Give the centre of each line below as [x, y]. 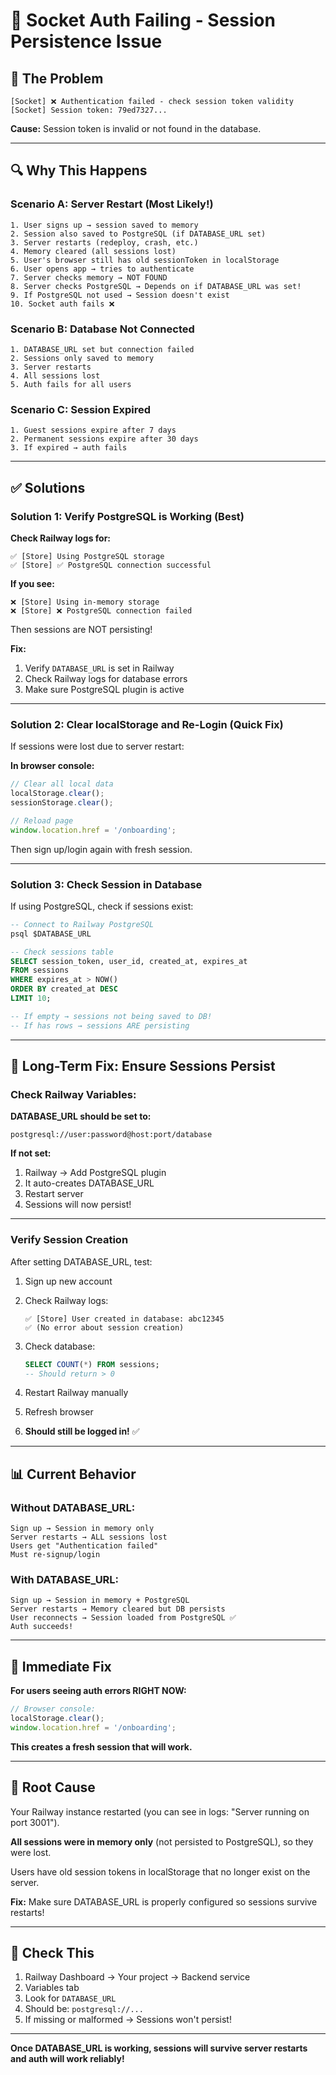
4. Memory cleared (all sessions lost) [93, 251]
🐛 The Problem [57, 78]
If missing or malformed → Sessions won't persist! [128, 2020]
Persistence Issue [86, 41]
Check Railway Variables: [73, 1094]
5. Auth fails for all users [71, 384]
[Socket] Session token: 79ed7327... [89, 110]
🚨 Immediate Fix [61, 1666]
